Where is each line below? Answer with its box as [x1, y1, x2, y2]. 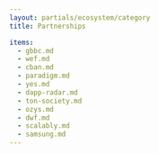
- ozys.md [17, 104, 54, 113]
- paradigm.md [17, 71, 70, 81]
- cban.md [17, 63, 54, 72]
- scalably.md [17, 121, 70, 130]
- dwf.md [17, 113, 50, 122]
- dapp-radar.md [17, 87, 78, 97]
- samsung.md [17, 130, 66, 139]
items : [9, 38, 34, 47]
